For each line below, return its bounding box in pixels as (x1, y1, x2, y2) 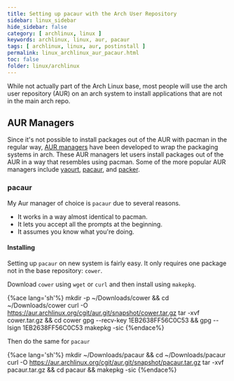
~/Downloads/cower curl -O (7, 301, 89, 309)
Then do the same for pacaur (7, 337, 90, 345)
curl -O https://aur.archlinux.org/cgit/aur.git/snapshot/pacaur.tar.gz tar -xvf (7, 358, 224, 366)
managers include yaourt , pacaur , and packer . (7, 166, 140, 174)
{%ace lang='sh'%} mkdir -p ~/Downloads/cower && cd (7, 293, 170, 302)
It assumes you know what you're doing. (17, 227, 135, 236)
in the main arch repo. (7, 96, 71, 105)
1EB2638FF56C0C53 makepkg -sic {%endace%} (22, 323, 165, 332)
